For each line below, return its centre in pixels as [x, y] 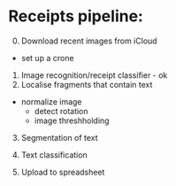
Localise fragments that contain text [87, 84]
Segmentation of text [59, 137]
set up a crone [47, 58]
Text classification [54, 155]
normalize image [51, 101]
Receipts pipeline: [76, 16]
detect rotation [61, 111]
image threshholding [72, 120]
